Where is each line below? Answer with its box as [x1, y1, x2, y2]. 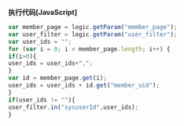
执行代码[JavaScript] [8, 8, 77, 16]
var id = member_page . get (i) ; [8, 74, 108, 82]
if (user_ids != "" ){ [8, 95, 76, 104]
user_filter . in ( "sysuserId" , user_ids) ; [8, 103, 139, 111]
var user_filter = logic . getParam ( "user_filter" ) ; [8, 31, 178, 38]
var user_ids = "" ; [8, 38, 72, 45]
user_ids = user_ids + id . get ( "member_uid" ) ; [8, 81, 160, 89]
